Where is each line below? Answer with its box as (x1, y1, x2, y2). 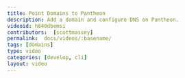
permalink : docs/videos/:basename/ (7, 35, 112, 42)
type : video (7, 48, 41, 55)
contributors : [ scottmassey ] (7, 28, 94, 36)
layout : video (7, 60, 48, 67)
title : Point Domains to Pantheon (7, 9, 106, 17)
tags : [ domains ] (7, 41, 53, 48)
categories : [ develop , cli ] (7, 54, 88, 61)
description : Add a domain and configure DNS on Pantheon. (7, 16, 180, 23)
